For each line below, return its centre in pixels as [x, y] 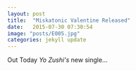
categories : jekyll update [47, 40]
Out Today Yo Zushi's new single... [57, 60]
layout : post [26, 14]
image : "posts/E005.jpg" [44, 33]
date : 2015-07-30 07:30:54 [50, 27]
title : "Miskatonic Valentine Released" [69, 20]
